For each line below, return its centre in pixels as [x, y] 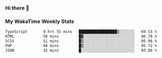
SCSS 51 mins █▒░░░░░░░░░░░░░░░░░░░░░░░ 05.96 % [81, 41]
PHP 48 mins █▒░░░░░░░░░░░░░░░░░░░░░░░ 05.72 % [81, 45]
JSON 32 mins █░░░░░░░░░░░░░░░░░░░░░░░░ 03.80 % [81, 50]
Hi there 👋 [17, 8]
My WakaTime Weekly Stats [40, 21]
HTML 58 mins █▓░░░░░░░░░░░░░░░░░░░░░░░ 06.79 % [81, 36]
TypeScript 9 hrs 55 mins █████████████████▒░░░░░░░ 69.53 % [81, 32]
